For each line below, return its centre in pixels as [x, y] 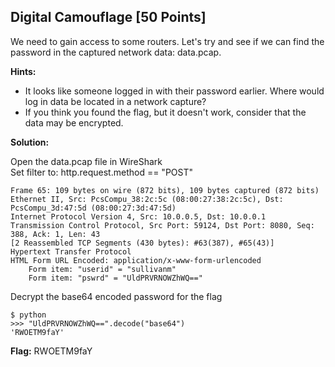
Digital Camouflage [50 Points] [108, 17]
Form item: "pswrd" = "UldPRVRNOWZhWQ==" [115, 278]
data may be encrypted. [74, 122]
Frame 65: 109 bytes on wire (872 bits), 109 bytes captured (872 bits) [165, 190]
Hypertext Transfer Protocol [71, 251]
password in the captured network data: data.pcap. [116, 52]
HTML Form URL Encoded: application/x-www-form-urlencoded [136, 260]
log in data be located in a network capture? [115, 101]
